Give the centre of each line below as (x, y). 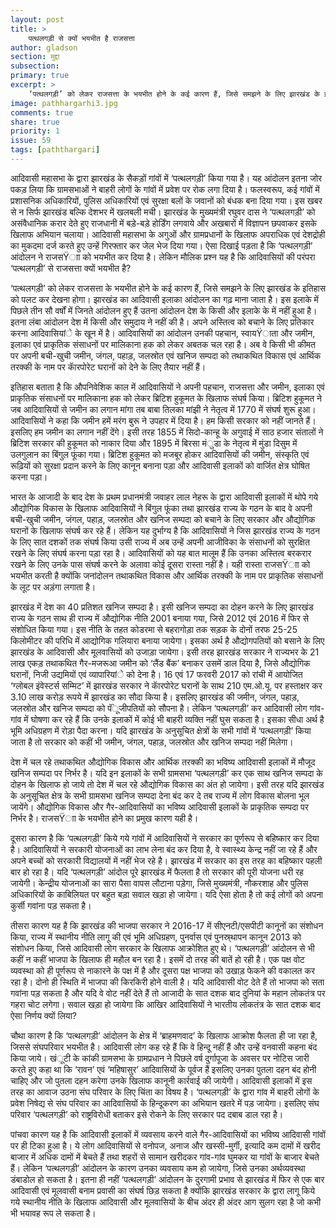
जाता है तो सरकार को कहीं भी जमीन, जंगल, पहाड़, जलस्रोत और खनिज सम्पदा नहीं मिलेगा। (152, 742)
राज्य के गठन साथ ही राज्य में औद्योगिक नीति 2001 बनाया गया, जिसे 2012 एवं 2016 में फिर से (160, 618)
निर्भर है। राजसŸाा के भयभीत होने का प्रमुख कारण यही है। (104, 818)
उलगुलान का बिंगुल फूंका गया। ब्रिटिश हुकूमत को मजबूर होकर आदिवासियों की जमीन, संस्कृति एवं (160, 454)
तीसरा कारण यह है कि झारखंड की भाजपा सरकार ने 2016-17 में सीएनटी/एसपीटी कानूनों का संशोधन (167, 925)
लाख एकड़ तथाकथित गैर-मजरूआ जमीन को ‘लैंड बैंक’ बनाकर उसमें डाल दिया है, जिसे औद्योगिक (160, 663)
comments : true (42, 112)
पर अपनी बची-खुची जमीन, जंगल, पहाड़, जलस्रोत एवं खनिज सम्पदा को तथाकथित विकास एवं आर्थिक (166, 355)
